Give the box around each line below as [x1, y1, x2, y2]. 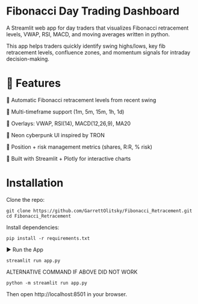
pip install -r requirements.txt [6, 235, 90, 241]
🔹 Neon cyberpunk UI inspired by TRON [6, 131, 105, 138]
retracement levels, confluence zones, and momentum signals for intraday [6, 48, 191, 56]
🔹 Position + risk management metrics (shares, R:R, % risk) [6, 143, 152, 150]
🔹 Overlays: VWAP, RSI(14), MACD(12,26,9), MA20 [6, 120, 131, 127]
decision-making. [6, 55, 50, 62]
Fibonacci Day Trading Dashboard [6, 4, 179, 18]
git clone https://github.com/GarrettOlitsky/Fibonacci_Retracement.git [6, 207, 193, 214]
